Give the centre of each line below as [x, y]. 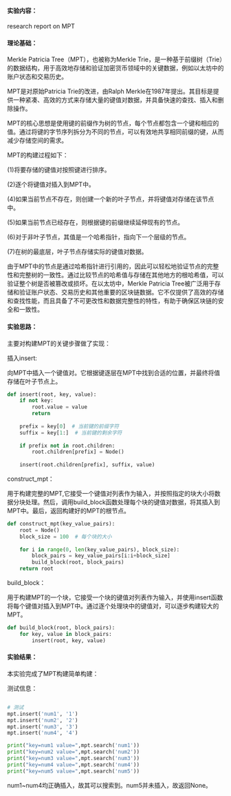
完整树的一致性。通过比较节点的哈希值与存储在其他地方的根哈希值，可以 [121, 275]
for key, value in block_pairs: [66, 634]
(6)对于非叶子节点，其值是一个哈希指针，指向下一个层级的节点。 [99, 237]
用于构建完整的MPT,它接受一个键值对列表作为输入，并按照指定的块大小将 [111, 494]
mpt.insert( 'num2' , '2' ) [43, 720]
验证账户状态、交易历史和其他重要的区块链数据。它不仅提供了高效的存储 [121, 292]
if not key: [36, 401]
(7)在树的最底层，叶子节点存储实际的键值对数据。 [77, 252]
